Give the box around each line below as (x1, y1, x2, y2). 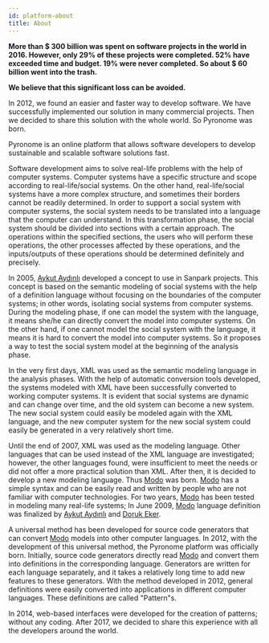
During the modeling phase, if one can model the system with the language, (8, 307, 259, 317)
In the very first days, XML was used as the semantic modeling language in (8, 365, 257, 375)
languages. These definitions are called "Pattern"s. (8, 592, 177, 603)
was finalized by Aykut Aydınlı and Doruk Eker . (8, 509, 161, 518)
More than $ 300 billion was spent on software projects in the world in (8, 41, 247, 51)
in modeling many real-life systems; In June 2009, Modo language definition (8, 500, 261, 510)
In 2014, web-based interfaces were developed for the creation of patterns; (8, 608, 259, 618)
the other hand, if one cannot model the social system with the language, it (8, 324, 256, 334)
